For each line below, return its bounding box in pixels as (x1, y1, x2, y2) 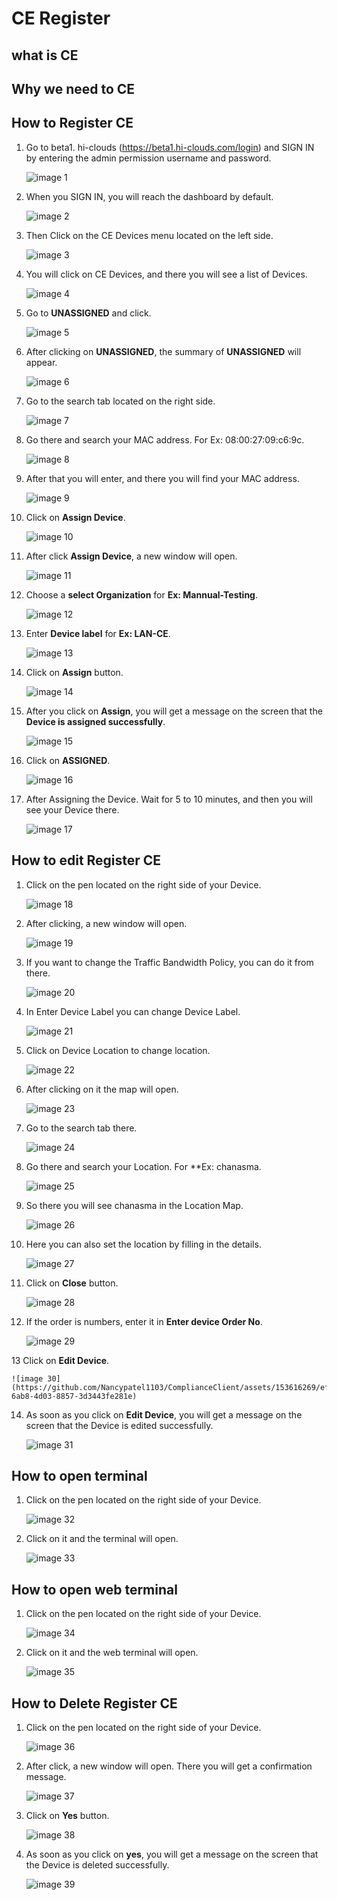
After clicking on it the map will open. (25, 1083, 179, 1095)
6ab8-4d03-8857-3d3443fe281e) (11, 1391, 138, 1401)
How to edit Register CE (11, 852, 162, 869)
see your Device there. (25, 803, 120, 816)
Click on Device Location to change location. (25, 1044, 211, 1056)
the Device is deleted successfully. (25, 1859, 170, 1871)
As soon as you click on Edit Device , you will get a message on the (25, 1408, 303, 1421)
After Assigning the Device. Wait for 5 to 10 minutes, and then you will (25, 793, 313, 805)
